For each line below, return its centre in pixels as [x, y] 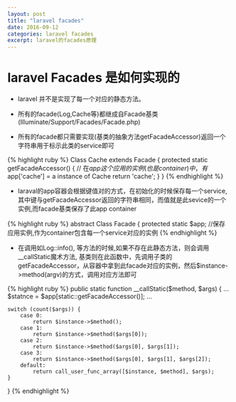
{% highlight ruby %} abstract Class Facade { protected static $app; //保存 [117, 224]
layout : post [27, 14]
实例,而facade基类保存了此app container [77, 209]
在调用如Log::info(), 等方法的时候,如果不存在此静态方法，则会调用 [113, 248]
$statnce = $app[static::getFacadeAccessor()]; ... [80, 297]
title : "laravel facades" [45, 21]
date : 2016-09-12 [33, 27]
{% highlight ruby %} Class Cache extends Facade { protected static [108, 160]
